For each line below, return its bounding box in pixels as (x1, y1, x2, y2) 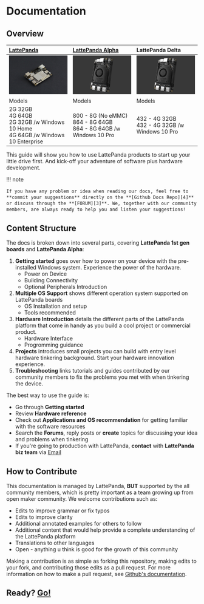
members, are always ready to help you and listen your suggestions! (6, 206, 186, 213)
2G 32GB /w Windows (8, 118, 65, 126)
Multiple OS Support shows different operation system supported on (15, 290, 188, 297)
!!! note (6, 176, 24, 183)
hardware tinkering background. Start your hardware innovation (15, 354, 174, 362)
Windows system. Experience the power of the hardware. (37, 264, 182, 271)
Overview (6, 29, 44, 39)
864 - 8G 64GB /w (72, 124, 121, 132)
